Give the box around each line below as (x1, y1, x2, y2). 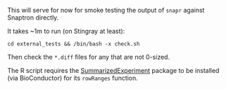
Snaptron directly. (7, 13, 59, 22)
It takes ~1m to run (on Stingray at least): (7, 27, 125, 35)
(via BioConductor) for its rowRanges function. (7, 74, 139, 82)
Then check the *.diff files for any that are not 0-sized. (7, 53, 170, 61)
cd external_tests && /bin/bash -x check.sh (7, 41, 140, 48)
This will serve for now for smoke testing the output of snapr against (7, 6, 205, 14)
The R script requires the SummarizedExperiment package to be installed (7, 67, 220, 74)
